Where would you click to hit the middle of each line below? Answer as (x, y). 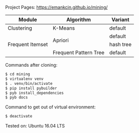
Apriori (61, 40)
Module (28, 20)
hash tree (120, 44)
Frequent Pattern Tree (78, 52)
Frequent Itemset (28, 44)
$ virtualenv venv (24, 79)
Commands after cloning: (31, 65)
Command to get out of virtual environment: (50, 107)
